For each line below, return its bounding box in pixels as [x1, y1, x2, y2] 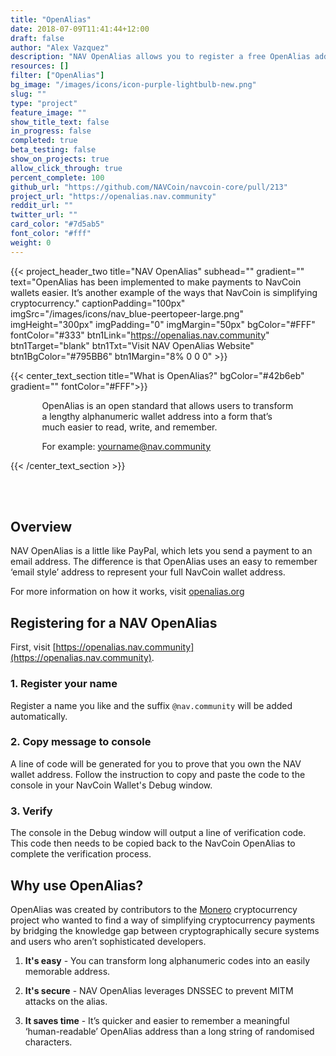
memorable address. [24, 965, 111, 977]
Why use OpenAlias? [10, 877, 144, 894]
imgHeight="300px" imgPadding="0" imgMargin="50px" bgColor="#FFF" [10, 318, 316, 330]
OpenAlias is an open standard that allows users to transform [41, 399, 294, 411]
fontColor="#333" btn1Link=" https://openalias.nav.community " [10, 329, 270, 341]
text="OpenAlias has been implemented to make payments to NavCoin [10, 276, 302, 288]
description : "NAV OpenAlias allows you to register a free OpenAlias [10, 52, 311, 62]
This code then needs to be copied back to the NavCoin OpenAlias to [10, 837, 296, 850]
